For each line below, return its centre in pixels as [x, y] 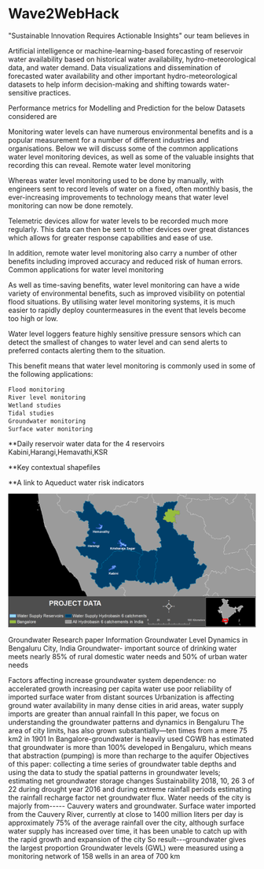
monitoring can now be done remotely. [71, 205]
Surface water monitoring [50, 429]
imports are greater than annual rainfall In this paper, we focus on [114, 714]
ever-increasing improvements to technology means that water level [119, 197]
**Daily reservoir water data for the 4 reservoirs [86, 443]
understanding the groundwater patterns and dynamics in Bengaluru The [126, 722]
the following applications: [51, 374]
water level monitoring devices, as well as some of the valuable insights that [131, 157]
